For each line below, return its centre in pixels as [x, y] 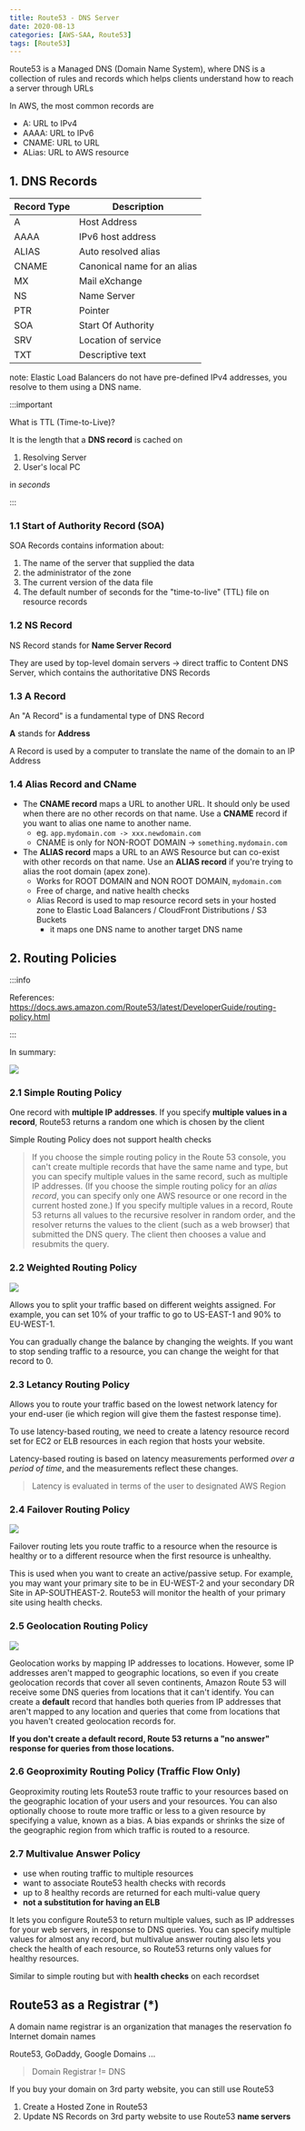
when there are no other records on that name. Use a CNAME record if [155, 813]
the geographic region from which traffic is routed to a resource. [130, 1830]
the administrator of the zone [77, 573]
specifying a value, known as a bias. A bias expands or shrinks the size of [148, 1820]
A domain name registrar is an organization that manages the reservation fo [151, 2026]
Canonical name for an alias [138, 266]
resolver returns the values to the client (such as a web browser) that [161, 1225]
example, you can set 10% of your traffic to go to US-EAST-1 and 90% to [145, 1314]
